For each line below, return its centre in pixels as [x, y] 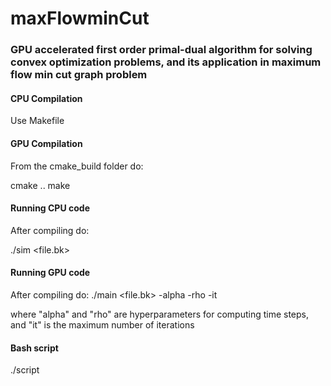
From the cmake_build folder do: [77, 166]
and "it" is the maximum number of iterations [102, 324]
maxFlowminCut [80, 18]
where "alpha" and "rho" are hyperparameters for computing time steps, [160, 314]
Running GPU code [50, 273]
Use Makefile [37, 121]
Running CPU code [50, 208]
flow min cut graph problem [79, 75]
